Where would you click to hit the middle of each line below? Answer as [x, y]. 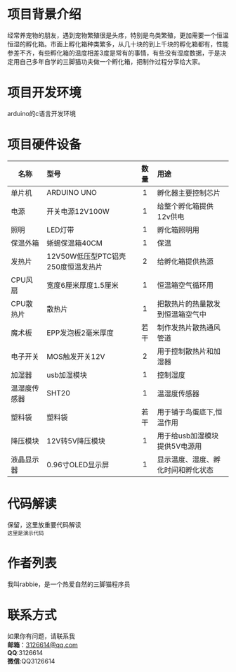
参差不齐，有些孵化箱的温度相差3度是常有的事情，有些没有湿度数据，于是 [114, 53]
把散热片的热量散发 [189, 303]
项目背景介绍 [45, 14]
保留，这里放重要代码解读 [44, 524]
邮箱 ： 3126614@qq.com [43, 645]
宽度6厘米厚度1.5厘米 [83, 285]
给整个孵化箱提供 [185, 206]
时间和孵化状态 [189, 470]
